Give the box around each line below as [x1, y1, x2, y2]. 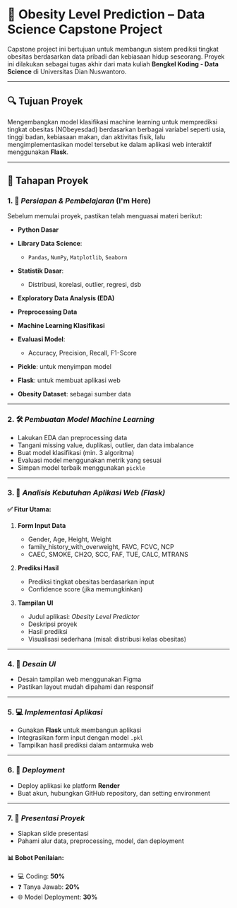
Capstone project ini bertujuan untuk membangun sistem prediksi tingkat [7, 45, 219, 53]
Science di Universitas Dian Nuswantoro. [7, 67, 127, 76]
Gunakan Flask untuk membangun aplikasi [17, 726, 142, 734]
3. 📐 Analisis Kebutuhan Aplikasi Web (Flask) [7, 488, 166, 497]
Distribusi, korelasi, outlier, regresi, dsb [28, 281, 142, 289]
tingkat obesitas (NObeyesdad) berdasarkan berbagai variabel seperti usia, [7, 125, 226, 134]
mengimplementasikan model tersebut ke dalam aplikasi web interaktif [7, 140, 212, 148]
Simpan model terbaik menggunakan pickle [17, 463, 146, 472]
